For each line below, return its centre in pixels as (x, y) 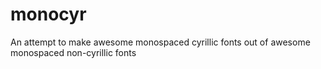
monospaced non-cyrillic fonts (73, 52)
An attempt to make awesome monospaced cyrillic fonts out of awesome (160, 42)
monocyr (48, 14)
